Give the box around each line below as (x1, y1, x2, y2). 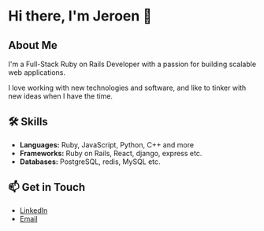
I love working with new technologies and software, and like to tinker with (8, 83, 247, 92)
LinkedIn (19, 205, 48, 215)
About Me (8, 39, 58, 52)
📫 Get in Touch (8, 181, 86, 194)
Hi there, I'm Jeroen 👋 (8, 7, 152, 25)
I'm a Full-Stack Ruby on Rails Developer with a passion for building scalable (8, 59, 257, 69)
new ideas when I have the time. (8, 91, 113, 101)
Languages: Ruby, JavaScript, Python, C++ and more (19, 140, 195, 149)
